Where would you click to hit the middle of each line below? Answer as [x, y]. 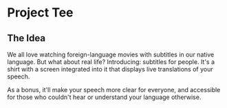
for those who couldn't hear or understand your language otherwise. [104, 97]
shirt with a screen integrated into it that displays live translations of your [110, 69]
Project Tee [40, 13]
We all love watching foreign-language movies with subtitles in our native [111, 54]
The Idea [26, 38]
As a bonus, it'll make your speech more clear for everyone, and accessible [114, 90]
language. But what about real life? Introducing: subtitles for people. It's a [111, 62]
